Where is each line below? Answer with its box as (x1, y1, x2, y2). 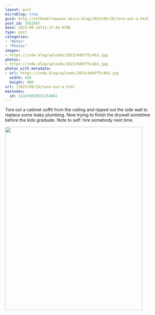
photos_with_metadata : (5, 66, 51, 71)
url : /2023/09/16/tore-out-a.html (5, 84, 76, 89)
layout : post (5, 7, 32, 12)
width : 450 (9, 75, 32, 80)
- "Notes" (5, 39, 25, 44)
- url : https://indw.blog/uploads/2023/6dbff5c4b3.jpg (5, 71, 119, 76)
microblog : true (5, 12, 38, 17)
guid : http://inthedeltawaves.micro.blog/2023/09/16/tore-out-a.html (5, 16, 150, 21)
